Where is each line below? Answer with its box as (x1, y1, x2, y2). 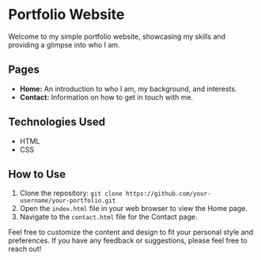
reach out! (8, 244, 42, 254)
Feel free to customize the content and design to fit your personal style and (8, 228, 254, 237)
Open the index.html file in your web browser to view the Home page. (19, 204, 248, 213)
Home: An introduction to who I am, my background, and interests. (19, 84, 237, 93)
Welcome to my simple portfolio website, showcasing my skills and (8, 32, 226, 41)
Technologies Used (8, 115, 105, 129)
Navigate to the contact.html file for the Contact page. (19, 212, 198, 222)
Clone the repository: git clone (19, 188, 123, 198)
